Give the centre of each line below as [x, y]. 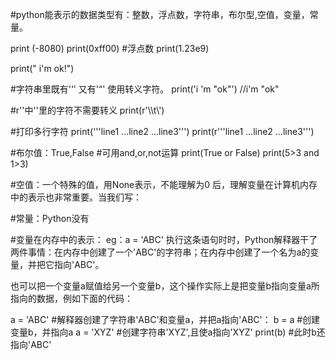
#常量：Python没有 [50, 218]
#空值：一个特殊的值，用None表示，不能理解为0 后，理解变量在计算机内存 [164, 184]
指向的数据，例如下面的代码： [71, 298]
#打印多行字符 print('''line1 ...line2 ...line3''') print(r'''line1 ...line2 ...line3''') [162, 131]
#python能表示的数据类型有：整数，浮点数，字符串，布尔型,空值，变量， [160, 14]
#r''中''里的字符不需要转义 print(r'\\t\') [87, 110]
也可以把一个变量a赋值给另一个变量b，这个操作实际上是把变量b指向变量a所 [165, 286]
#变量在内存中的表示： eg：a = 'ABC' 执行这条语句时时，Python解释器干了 [164, 239]
